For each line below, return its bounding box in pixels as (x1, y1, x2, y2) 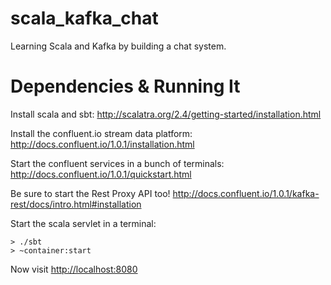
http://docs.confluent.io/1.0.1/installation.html (10, 138, 195, 150)
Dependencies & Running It (10, 75, 241, 98)
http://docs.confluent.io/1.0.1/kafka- (172, 187, 320, 199)
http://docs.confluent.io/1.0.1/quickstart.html (10, 168, 192, 180)
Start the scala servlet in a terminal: (10, 217, 157, 229)
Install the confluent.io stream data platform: (10, 127, 193, 139)
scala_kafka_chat (10, 7, 159, 30)
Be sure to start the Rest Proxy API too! (10, 187, 171, 199)
